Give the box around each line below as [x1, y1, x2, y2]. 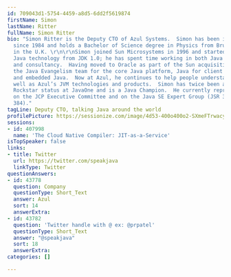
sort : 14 [13, 203, 38, 209]
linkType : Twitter [13, 163, 67, 171]
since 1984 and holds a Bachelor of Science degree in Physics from [13, 42, 214, 49]
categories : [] [7, 254, 51, 260]
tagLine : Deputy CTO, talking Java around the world [7, 106, 162, 113]
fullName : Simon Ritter [7, 29, 76, 37]
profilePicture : [7, 112, 54, 119]
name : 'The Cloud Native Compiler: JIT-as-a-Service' [13, 132, 170, 138]
